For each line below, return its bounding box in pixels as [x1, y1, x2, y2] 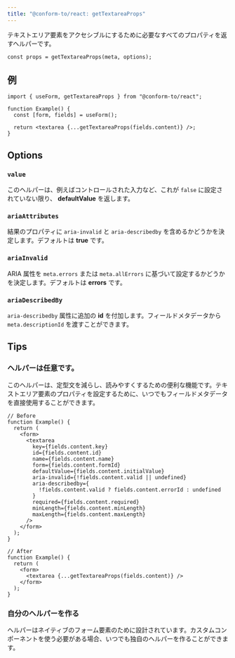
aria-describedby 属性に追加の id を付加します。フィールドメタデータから [7, 311, 222, 320]
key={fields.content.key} [32, 443, 109, 450]
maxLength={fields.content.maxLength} [32, 511, 146, 518]
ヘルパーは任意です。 [7, 363, 79, 373]
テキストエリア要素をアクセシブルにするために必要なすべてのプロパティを [7, 30, 221, 39]
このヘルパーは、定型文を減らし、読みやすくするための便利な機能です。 [7, 381, 216, 389]
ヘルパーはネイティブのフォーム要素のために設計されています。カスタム [7, 626, 215, 634]
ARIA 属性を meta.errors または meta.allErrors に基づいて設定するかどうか [7, 269, 226, 278]
